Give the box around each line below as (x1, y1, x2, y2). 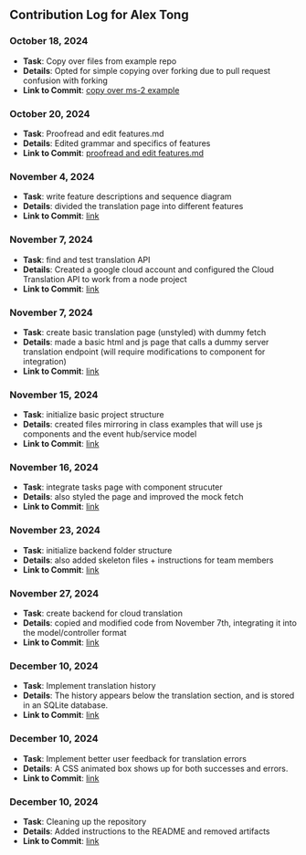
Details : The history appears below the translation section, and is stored (22, 690, 295, 702)
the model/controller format (22, 628, 127, 639)
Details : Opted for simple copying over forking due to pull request (22, 65, 271, 76)
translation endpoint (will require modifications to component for (22, 346, 266, 357)
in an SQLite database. (22, 700, 109, 711)
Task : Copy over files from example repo (22, 55, 177, 67)
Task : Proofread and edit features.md (22, 128, 164, 139)
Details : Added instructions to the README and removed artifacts (22, 826, 270, 837)
